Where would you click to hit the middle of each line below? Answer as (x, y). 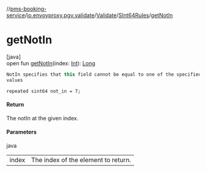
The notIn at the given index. (42, 118)
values (15, 80)
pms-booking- (29, 9)
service (16, 15)
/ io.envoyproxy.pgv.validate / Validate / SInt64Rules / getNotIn (99, 15)
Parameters (21, 132)
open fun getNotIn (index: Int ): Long (51, 63)
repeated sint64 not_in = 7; (44, 91)
